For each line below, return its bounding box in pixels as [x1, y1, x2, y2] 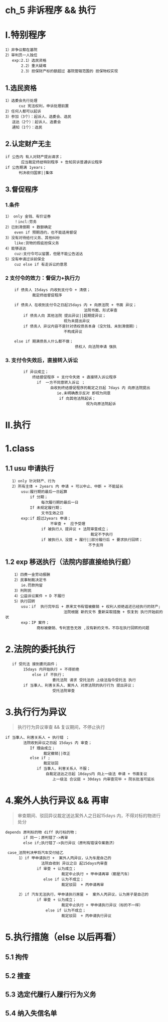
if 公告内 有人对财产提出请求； [5, 154, 63, 159]
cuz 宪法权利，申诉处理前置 [18, 103, 69, 108]
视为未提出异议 [63, 318, 90, 323]
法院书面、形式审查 [83, 307, 118, 313]
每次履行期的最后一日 [41, 500, 79, 505]
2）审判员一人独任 [5, 53, 38, 58]
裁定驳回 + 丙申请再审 [61, 882, 104, 887]
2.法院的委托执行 [5, 644, 75, 655]
